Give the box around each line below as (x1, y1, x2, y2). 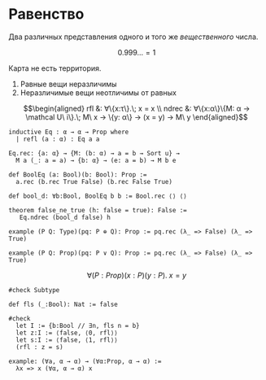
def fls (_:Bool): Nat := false (8, 300, 118, 308)
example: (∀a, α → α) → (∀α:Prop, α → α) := (8, 357, 162, 365)
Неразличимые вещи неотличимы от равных (20, 87, 177, 98)
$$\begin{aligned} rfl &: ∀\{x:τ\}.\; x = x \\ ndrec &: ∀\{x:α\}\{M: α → (23, 103, 251, 113)
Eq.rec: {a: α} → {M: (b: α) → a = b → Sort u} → (8, 149, 181, 157)
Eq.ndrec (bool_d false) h (19, 213, 111, 221)
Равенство (8, 5, 85, 24)
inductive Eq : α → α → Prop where (8, 128, 129, 136)
